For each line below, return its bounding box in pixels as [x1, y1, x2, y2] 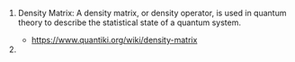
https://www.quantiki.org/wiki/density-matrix [31, 35, 198, 45]
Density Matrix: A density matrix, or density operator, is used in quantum [17, 8, 287, 18]
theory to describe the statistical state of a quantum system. [17, 17, 241, 28]
